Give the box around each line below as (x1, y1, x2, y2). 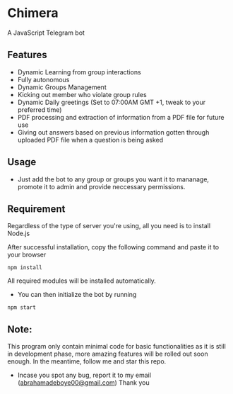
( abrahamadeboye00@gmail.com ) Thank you (17, 378, 150, 387)
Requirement (7, 203, 66, 215)
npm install (7, 264, 42, 271)
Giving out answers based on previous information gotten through (17, 128, 210, 136)
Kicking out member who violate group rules (17, 90, 147, 98)
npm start (7, 304, 37, 311)
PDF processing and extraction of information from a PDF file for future (17, 113, 225, 121)
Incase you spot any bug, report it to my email (17, 371, 152, 380)
